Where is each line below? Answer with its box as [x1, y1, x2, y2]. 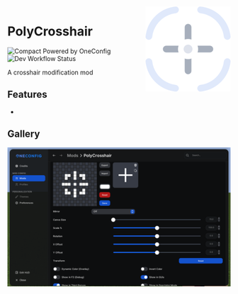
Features [7, 89, 47, 101]
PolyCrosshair [7, 23, 93, 40]
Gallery [7, 128, 40, 140]
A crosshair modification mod [7, 68, 93, 77]
